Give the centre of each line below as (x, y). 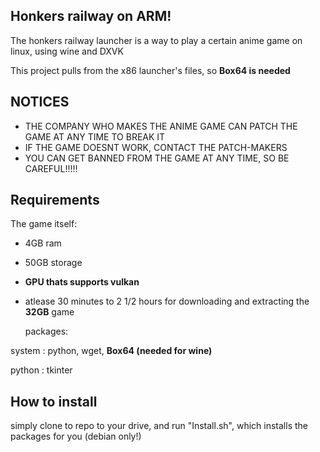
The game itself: (44, 224)
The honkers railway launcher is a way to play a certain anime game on (156, 40)
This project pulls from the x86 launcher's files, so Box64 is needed (150, 70)
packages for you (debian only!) (76, 436)
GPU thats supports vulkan (82, 282)
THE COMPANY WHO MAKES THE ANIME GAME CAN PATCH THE (161, 126)
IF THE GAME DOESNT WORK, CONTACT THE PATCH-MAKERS (156, 147)
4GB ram (43, 243)
